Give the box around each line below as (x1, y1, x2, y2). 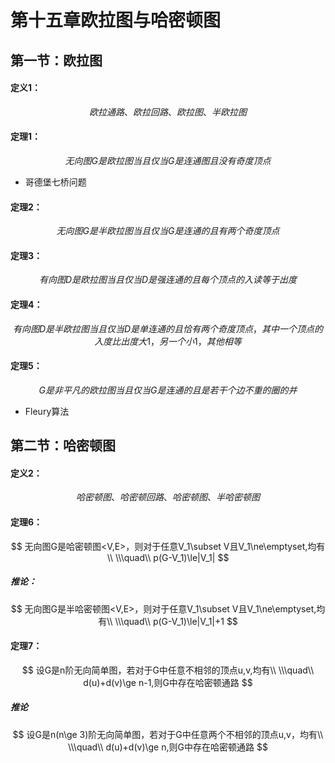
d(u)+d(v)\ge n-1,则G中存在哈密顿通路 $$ (83, 676, 253, 688)
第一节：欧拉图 (10, 52, 103, 69)
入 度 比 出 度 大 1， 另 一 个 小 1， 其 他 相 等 (94, 335, 242, 347)
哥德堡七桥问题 (24, 176, 87, 188)
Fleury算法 (24, 405, 70, 417)
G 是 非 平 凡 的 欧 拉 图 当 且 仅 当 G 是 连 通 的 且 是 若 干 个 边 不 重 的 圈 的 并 (38, 384, 298, 396)
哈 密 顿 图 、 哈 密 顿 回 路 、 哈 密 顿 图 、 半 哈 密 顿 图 (76, 491, 260, 503)
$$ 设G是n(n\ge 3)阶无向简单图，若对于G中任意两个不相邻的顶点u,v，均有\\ (12, 728, 324, 740)
